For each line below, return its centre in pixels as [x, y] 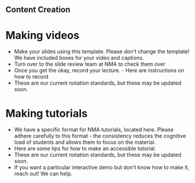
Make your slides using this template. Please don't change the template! [102, 52]
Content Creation [38, 10]
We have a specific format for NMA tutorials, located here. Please [94, 130]
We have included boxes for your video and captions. [79, 58]
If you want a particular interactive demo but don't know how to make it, [102, 168]
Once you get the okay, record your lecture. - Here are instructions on [99, 70]
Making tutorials [47, 113]
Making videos [43, 35]
